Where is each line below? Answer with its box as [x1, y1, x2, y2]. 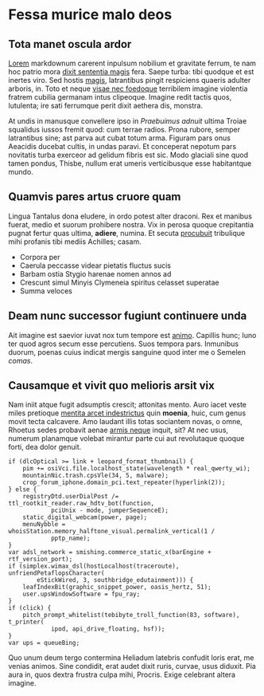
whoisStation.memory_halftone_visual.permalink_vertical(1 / [8, 528, 215, 536]
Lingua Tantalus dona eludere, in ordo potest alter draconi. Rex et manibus [8, 211, 253, 221]
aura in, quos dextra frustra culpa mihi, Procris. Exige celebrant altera [8, 670, 236, 679]
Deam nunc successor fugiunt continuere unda [8, 309, 247, 323]
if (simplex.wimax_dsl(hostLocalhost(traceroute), [8, 562, 180, 571]
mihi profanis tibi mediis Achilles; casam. [8, 237, 142, 246]
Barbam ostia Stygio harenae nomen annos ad [19, 269, 172, 278]
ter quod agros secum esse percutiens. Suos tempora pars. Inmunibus [8, 339, 239, 348]
